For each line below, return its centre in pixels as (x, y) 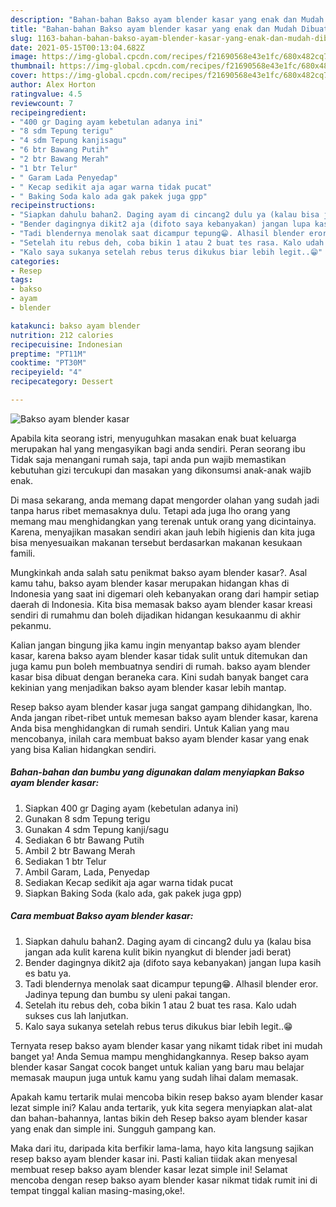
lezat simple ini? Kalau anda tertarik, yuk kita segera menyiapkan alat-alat (161, 1107)
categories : (35, 261)
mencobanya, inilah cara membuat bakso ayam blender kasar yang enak (160, 738)
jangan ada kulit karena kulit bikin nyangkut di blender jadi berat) (158, 952)
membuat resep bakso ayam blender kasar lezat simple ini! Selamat (149, 1169)
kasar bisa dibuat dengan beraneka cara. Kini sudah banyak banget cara (159, 677)
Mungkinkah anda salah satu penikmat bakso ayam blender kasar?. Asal (159, 572)
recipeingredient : (48, 112)
